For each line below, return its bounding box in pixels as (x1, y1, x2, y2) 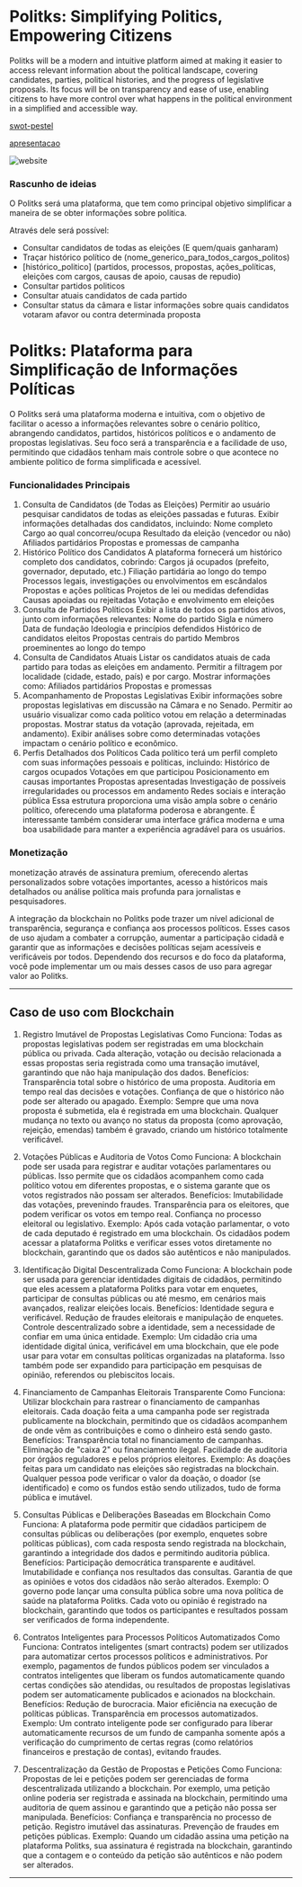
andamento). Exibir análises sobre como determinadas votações (22, 728, 261, 739)
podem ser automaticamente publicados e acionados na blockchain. (22, 1688, 276, 1700)
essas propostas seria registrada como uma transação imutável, (22, 1057, 261, 1068)
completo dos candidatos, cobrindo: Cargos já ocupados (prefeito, (22, 556, 270, 567)
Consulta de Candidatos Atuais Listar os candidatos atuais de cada (22, 652, 271, 663)
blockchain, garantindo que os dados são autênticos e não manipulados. (22, 1247, 291, 1258)
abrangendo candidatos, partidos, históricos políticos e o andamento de (9, 428, 277, 439)
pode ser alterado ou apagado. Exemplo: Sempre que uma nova (22, 1095, 259, 1107)
